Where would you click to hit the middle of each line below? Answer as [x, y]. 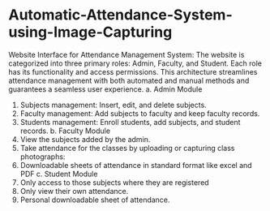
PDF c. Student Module [59, 174]
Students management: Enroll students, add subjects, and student [130, 122]
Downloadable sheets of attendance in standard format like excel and [136, 165]
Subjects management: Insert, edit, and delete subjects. [113, 105]
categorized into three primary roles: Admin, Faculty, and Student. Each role [135, 63]
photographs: [43, 157]
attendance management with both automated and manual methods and [129, 80]
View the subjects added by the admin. [85, 139]
